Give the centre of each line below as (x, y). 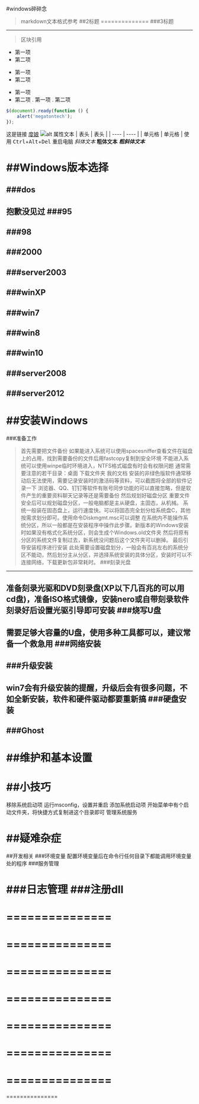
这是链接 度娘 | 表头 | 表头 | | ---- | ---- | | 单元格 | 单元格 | (94, 134)
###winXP (26, 293)
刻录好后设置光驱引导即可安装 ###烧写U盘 (84, 610)
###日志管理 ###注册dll (65, 890)
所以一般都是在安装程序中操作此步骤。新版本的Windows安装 (115, 525)
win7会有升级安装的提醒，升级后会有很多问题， (93, 688)
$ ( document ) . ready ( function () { (47, 111)
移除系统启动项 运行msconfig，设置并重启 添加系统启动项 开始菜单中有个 (95, 805)
